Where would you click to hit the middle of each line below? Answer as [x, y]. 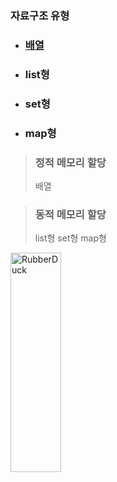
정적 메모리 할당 [70, 162]
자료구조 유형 [40, 15]
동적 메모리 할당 [70, 214]
